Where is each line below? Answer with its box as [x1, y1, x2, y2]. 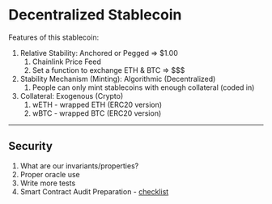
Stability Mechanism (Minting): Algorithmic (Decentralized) [19, 74, 216, 83]
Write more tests [19, 178, 76, 188]
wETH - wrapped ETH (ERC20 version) [32, 100, 163, 109]
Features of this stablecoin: [8, 32, 100, 42]
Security [8, 139, 53, 153]
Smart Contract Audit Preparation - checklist [19, 186, 169, 196]
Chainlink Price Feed [32, 57, 101, 66]
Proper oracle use [19, 169, 80, 179]
